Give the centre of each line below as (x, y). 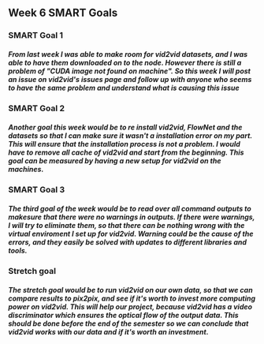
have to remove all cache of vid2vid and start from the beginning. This (126, 152)
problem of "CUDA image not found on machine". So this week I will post (129, 71)
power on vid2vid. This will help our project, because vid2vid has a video (130, 306)
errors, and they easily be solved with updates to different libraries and (127, 242)
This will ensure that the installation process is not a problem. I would (124, 144)
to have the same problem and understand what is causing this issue (124, 88)
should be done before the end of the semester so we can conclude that (128, 323)
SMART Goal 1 (36, 36)
